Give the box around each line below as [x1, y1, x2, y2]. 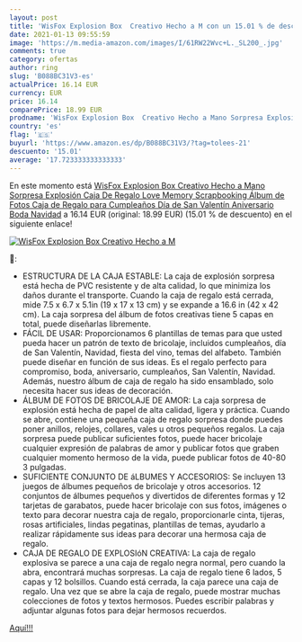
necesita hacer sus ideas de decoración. [22, 385, 173, 396]
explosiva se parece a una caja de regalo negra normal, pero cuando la [22, 557, 286, 567]
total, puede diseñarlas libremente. [22, 318, 151, 329]
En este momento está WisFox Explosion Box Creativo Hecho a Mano [9, 180, 265, 191]
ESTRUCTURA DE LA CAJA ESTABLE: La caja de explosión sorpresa [22, 271, 276, 281]
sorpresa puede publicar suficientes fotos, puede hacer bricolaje [22, 432, 263, 443]
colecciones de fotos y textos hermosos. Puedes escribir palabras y [22, 595, 274, 606]
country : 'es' [9, 122, 63, 131]
